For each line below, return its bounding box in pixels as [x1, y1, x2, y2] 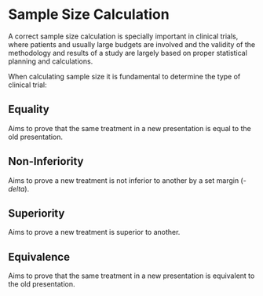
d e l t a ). [8, 184, 30, 193]
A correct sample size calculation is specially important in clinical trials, [8, 31, 239, 41]
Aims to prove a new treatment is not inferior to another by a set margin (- [8, 175, 247, 185]
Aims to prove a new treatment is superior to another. [8, 228, 181, 237]
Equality [8, 103, 49, 116]
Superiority [8, 206, 65, 220]
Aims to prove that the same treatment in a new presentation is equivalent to [8, 271, 255, 280]
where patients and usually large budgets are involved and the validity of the [8, 39, 256, 49]
